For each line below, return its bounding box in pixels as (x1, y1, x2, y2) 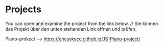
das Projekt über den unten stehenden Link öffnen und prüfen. (5, 26, 137, 32)
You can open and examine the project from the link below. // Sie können (5, 20, 158, 27)
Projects (5, 4, 42, 15)
